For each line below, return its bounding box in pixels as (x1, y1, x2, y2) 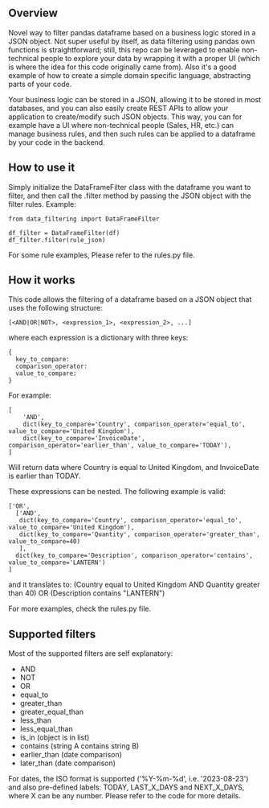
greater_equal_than (19, 707, 84, 717)
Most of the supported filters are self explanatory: (8, 649, 173, 658)
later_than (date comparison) (19, 758, 116, 768)
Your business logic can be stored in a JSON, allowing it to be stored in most (8, 94, 262, 104)
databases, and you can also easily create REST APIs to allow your (8, 103, 229, 113)
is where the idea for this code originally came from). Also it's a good (8, 62, 237, 72)
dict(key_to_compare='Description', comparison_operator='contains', (15, 551, 253, 560)
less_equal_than (19, 724, 74, 734)
